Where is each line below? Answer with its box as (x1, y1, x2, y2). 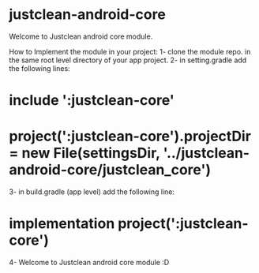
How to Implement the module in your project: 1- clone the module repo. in (9, 47, 251, 56)
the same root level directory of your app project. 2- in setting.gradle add (9, 55, 247, 65)
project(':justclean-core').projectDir (9, 128, 252, 145)
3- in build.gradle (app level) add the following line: (9, 187, 175, 196)
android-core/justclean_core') (9, 161, 212, 179)
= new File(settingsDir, (9, 144, 160, 163)
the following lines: (9, 63, 70, 73)
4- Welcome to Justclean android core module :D (9, 258, 170, 267)
